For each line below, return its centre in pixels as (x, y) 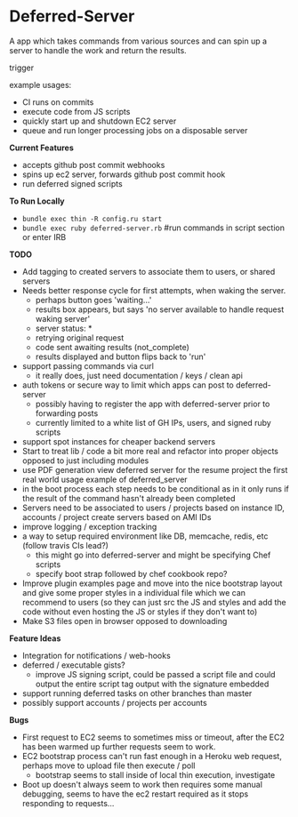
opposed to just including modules (85, 461)
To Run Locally (37, 201)
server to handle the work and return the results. (98, 50)
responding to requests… (68, 803)
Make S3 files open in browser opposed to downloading (125, 621)
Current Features (41, 148)
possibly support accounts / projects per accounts (114, 702)
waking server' (63, 318)
